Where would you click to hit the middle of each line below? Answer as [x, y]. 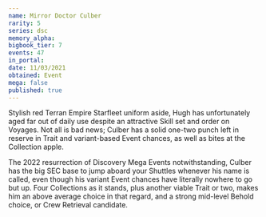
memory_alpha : [32, 38]
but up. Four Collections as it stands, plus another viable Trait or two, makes [133, 188]
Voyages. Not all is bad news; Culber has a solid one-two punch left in [124, 130]
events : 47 [26, 53]
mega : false [28, 82]
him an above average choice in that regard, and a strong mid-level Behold [131, 196]
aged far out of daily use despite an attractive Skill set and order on [119, 122]
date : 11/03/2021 [37, 68]
